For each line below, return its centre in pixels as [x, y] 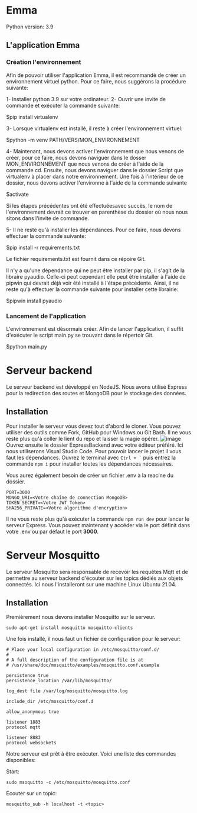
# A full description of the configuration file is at [75, 660]
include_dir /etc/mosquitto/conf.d [50, 702]
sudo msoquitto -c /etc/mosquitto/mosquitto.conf [68, 783]
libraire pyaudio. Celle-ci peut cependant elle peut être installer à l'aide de [96, 276]
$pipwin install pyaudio [34, 301]
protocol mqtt [24, 727]
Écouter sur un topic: [32, 793]
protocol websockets [32, 743]
